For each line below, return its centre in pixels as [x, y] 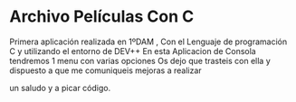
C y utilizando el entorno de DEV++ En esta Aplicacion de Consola [133, 51]
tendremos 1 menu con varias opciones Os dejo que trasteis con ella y [140, 60]
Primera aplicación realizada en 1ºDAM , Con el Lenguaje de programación [148, 42]
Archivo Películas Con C [102, 17]
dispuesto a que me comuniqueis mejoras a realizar [105, 70]
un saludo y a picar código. [60, 88]
